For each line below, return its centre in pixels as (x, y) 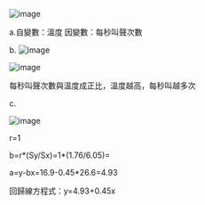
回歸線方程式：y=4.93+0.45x (63, 191)
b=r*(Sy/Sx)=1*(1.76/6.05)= (60, 155)
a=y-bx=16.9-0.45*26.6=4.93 (63, 172)
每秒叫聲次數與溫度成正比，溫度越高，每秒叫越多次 (102, 86)
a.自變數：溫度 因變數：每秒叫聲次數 (76, 32)
